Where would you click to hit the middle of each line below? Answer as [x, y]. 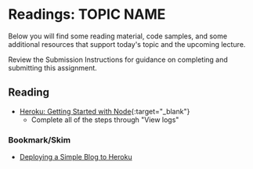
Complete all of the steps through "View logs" [105, 120]
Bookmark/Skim [40, 140]
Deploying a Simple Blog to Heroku [76, 157]
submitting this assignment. [53, 67]
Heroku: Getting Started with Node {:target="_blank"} [105, 111]
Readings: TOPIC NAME [87, 14]
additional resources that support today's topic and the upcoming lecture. [127, 44]
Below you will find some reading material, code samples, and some [118, 36]
